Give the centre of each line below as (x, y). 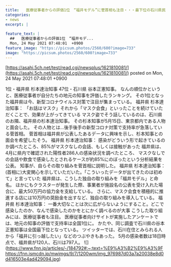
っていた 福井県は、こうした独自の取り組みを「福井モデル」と (88, 178)
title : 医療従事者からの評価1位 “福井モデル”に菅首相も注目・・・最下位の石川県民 (86, 10)
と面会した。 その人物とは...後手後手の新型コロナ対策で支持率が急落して (82, 127)
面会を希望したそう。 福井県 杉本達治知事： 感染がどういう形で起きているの (85, 140)
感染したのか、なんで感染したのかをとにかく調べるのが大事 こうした (77, 210)
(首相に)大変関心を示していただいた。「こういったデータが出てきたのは (80, 172)
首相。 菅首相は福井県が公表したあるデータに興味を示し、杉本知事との (89, 133)
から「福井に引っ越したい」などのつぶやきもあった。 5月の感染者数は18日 (83, 236)
